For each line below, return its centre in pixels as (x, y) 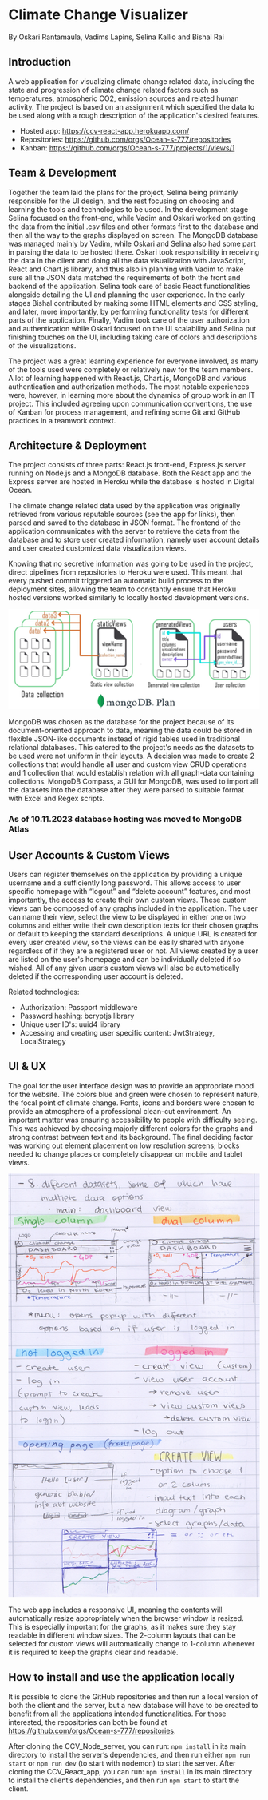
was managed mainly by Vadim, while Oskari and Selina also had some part (132, 243)
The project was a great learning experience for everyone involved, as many (134, 361)
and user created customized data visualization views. (98, 548)
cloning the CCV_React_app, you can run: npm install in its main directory (130, 1771)
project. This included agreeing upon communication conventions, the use (130, 403)
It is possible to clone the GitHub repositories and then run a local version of (133, 1696)
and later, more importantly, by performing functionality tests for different (128, 311)
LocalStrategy (43, 1041)
